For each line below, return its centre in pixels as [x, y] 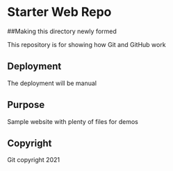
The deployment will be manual [52, 83]
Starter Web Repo [59, 12]
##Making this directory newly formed [62, 31]
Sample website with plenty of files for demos [73, 121]
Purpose [26, 105]
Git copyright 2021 [34, 160]
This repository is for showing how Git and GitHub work [86, 44]
